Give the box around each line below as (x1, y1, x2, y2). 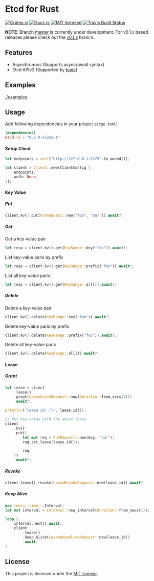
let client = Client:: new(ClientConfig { (5, 165, 91, 170)
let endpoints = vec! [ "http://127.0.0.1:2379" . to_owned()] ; (5, 157, 131, 162)
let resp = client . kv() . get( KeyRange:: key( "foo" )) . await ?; (5, 246, 128, 251)
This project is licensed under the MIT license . (5, 570, 98, 576)
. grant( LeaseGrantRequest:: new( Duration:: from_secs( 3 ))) (14, 394, 132, 399)
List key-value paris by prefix (5, 254, 64, 260)
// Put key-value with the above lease (5, 417, 87, 422)
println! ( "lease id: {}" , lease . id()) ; (5, 408, 87, 413)
